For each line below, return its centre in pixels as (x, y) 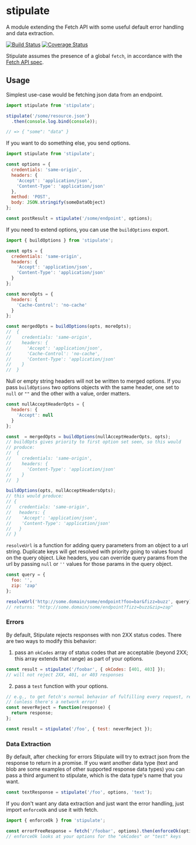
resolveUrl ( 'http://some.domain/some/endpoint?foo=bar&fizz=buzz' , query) (99, 602)
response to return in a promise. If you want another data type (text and (92, 763)
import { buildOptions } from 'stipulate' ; (60, 240)
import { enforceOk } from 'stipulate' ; (56, 820)
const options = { (28, 164)
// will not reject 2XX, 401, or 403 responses (65, 675)
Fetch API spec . (25, 62)
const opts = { (24, 251)
